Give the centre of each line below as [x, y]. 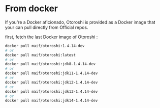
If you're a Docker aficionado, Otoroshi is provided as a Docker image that [80, 22]
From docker [32, 9]
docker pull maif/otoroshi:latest [41, 55]
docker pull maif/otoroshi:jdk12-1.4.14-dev [51, 82]
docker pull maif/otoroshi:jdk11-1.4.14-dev [51, 73]
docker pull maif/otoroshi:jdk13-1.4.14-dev [51, 91]
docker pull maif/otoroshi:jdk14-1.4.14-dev [51, 101]
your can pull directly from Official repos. [47, 27]
